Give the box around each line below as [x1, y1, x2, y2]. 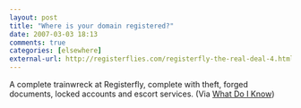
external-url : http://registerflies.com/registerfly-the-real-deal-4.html [9, 54, 295, 63]
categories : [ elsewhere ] [9, 46, 102, 55]
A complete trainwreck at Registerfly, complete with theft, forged [9, 79, 249, 89]
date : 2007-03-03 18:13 [9, 29, 99, 38]
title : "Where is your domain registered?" [9, 21, 175, 30]
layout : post [9, 12, 58, 22]
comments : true [9, 37, 66, 47]
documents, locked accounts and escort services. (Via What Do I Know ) [9, 88, 275, 99]
